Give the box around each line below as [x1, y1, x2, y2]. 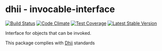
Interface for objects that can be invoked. [5, 30, 92, 36]
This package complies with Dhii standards [5, 39, 95, 46]
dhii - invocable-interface [5, 4, 115, 15]
